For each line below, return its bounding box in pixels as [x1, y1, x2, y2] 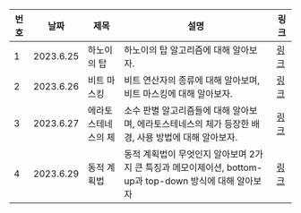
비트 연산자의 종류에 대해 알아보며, [124, 74, 261, 86]
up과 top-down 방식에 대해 [124, 175, 235, 187]
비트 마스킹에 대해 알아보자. [124, 88, 233, 99]
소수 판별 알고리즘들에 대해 [124, 105, 231, 116]
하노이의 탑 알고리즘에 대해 [124, 44, 231, 56]
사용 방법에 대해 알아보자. [137, 132, 238, 143]
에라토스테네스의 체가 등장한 [137, 118, 250, 130]
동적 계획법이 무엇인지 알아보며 [124, 148, 247, 160]
